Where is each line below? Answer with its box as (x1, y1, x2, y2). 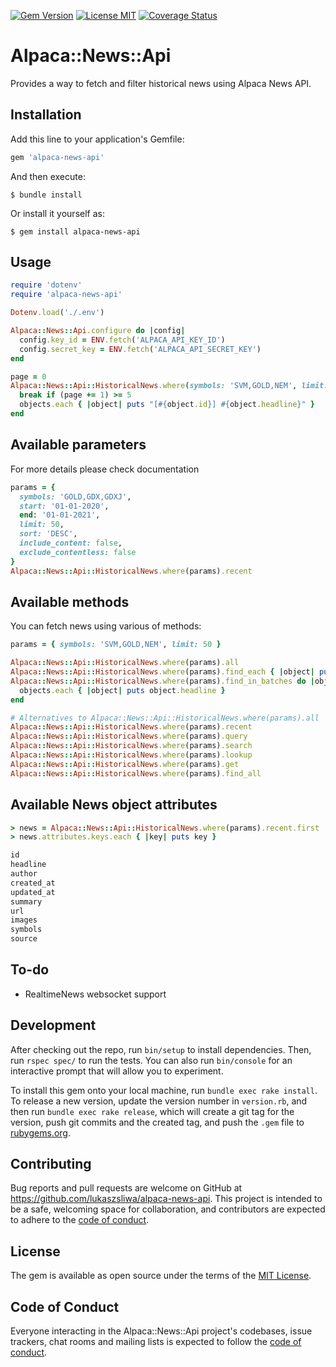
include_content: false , (19, 538, 123, 548)
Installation (10, 106, 82, 124)
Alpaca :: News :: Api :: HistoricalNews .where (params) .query (10, 731, 248, 742)
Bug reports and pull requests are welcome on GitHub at (10, 1182, 243, 1194)
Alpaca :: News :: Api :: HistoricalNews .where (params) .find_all (10, 768, 262, 779)
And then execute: (10, 170, 86, 182)
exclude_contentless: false (19, 547, 137, 557)
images (10, 915, 38, 925)
